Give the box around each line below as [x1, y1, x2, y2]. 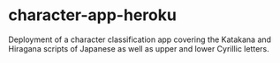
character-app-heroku [8, 5, 178, 25]
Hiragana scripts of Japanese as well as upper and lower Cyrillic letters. [8, 43, 270, 53]
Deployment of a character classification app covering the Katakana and [8, 34, 271, 45]
